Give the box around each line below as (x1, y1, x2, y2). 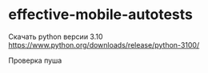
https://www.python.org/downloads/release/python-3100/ (8, 40, 200, 49)
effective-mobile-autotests (8, 6, 194, 24)
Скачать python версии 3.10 (8, 32, 103, 41)
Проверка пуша (8, 56, 62, 65)
